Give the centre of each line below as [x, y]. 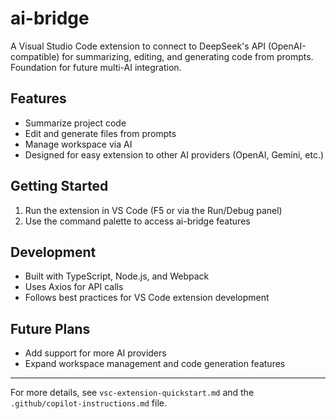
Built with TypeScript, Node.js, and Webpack [117, 276]
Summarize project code [75, 123]
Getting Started [59, 186]
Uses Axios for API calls [74, 287]
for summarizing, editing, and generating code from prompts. [187, 56]
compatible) [35, 56]
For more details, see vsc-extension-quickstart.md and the [132, 393]
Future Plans [50, 328]
